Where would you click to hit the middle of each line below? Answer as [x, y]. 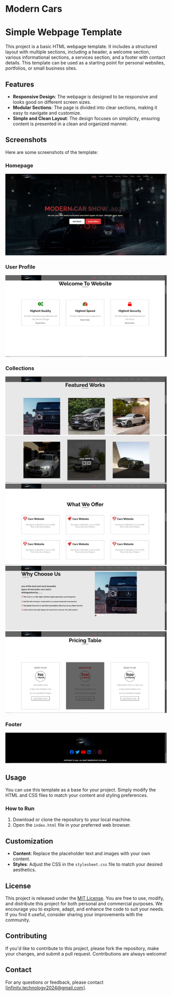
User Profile [20, 267]
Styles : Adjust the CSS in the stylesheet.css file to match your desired [88, 865]
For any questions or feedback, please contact [55, 982]
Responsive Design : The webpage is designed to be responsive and [85, 96]
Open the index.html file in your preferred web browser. [72, 825]
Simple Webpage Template [64, 32]
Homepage [19, 165]
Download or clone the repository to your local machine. [72, 820]
